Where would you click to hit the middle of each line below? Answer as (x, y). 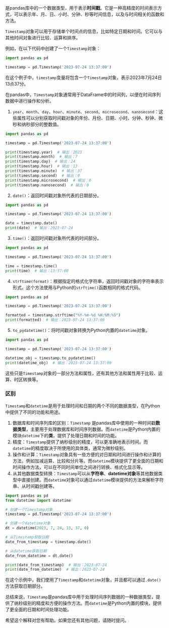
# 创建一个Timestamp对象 (29, 510)
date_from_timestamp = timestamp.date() (48, 542)
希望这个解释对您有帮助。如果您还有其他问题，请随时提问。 (67, 620)
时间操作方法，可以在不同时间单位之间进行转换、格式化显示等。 (79, 467)
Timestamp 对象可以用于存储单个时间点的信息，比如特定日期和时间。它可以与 (84, 31)
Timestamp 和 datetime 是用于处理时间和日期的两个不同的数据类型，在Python (83, 406)
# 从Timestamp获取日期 (27, 537)
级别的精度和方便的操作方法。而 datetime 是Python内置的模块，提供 (92, 603)
